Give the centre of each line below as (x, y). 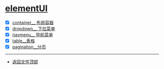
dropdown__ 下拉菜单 (33, 29)
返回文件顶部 (25, 62)
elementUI (26, 9)
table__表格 (23, 41)
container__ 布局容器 (33, 22)
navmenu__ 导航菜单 (32, 35)
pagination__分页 (29, 47)
